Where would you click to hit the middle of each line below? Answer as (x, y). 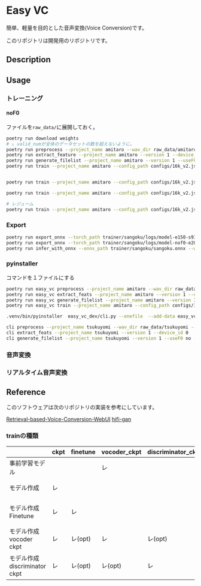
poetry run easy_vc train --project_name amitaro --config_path (88, 306)
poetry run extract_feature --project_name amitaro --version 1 (88, 155)
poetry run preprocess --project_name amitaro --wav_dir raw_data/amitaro (101, 149)
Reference (26, 392)
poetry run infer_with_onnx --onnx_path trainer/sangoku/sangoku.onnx (96, 248)
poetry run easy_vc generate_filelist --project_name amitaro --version (99, 300)
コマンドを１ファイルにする (40, 277)
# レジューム (20, 204)
